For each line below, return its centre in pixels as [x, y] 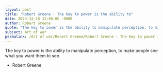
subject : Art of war [26, 32]
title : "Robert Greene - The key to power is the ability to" [69, 14]
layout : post [18, 9]
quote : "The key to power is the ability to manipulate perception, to [79, 28]
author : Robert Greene [28, 23]
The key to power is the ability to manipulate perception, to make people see [81, 50]
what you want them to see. [33, 55]
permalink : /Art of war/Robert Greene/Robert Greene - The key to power [80, 37]
